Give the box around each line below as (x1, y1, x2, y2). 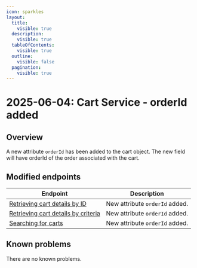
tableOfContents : (11, 42, 55, 48)
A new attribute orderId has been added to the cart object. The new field (6, 148, 186, 156)
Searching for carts (9, 219, 63, 227)
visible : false (17, 59, 55, 65)
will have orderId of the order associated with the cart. (6, 154, 140, 162)
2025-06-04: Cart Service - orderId (6, 96, 187, 109)
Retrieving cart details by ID (9, 200, 87, 208)
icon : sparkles (6, 8, 44, 15)
